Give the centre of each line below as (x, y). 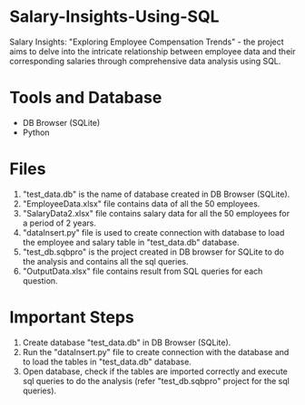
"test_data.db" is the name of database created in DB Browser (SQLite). (156, 194)
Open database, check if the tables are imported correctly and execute (155, 371)
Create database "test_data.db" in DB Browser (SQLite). (127, 342)
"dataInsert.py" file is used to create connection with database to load (153, 232)
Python (36, 132)
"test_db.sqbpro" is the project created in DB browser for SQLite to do (153, 252)
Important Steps (72, 317)
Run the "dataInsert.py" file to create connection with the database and (156, 352)
